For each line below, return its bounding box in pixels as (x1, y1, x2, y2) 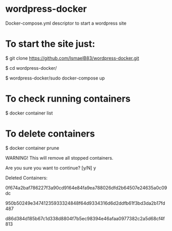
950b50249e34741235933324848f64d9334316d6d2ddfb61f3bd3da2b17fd (5, 200, 165, 206)
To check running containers (5, 93, 131, 105)
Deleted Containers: (5, 175, 48, 181)
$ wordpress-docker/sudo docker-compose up (5, 75, 105, 81)
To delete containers (5, 128, 95, 139)
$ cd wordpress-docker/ (5, 65, 57, 71)
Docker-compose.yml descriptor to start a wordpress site (5, 20, 127, 26)
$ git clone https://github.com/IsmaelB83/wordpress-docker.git (5, 55, 140, 61)
